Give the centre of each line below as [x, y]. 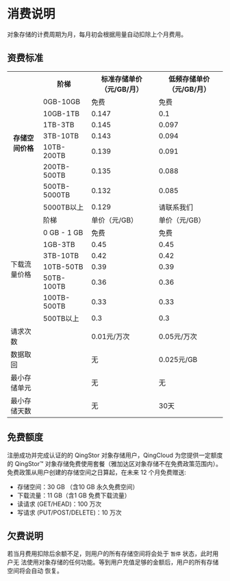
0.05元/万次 [178, 336]
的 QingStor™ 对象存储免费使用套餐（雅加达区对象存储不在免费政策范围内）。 [115, 463]
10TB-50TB [63, 266]
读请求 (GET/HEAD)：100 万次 [59, 504]
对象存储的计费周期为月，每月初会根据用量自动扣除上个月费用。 [97, 34]
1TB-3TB [59, 125]
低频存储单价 [189, 79]
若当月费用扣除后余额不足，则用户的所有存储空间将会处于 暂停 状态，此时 [110, 554]
